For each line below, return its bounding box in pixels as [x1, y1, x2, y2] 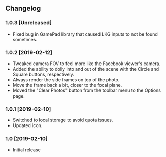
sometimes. [12, 36, 37, 42]
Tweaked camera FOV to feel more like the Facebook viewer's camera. [12, 60, 161, 67]
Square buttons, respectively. [12, 71, 75, 77]
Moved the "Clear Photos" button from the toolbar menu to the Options [12, 87, 161, 93]
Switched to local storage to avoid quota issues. [12, 117, 113, 123]
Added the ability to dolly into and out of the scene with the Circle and [12, 66, 159, 72]
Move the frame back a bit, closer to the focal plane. [12, 82, 122, 88]
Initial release [12, 147, 41, 153]
